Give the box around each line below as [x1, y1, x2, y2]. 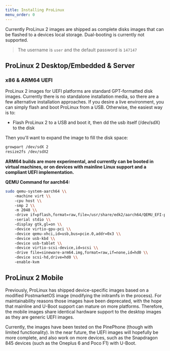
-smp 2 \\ [14, 203, 35, 208]
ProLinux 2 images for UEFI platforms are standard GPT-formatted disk [5, 88, 153, 94]
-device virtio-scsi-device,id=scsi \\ [14, 245, 99, 251]
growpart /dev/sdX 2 [5, 145, 49, 150]
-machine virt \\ [14, 193, 51, 198]
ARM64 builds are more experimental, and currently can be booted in [5, 158, 154, 164]
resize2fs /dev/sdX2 [5, 149, 49, 155]
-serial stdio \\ [14, 217, 51, 222]
